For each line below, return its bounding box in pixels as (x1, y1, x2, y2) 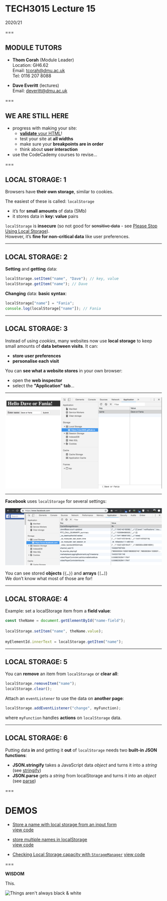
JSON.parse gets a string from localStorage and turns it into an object (12, 772, 157, 778)
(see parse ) (12, 778, 36, 784)
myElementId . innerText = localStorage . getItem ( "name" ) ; (5, 639, 123, 644)
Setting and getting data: (5, 266, 58, 272)
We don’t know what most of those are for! (5, 576, 93, 582)
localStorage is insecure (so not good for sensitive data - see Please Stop (5, 223, 158, 229)
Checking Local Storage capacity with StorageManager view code (12, 851, 145, 857)
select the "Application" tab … (12, 382, 75, 389)
